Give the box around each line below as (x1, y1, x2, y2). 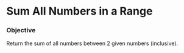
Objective (6, 26, 36, 35)
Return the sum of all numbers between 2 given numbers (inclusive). (6, 40, 179, 47)
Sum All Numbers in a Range (6, 4, 153, 18)
